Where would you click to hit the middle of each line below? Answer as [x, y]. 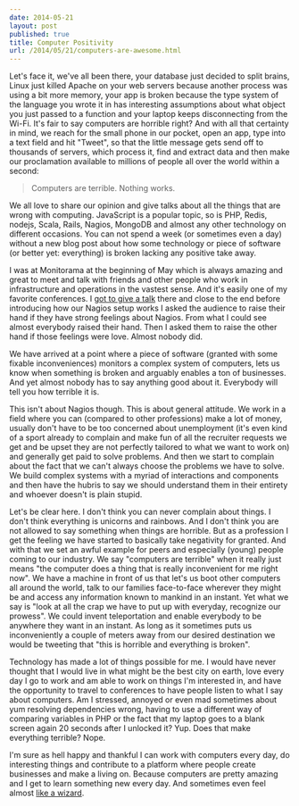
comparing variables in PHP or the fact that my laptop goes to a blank [137, 719]
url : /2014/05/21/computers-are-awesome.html [95, 51]
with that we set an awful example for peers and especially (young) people [146, 550]
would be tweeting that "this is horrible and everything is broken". [130, 644]
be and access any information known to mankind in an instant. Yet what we [149, 597]
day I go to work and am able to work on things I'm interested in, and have [145, 681]
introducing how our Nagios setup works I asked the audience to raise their [147, 308]
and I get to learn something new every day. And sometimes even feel [137, 784]
